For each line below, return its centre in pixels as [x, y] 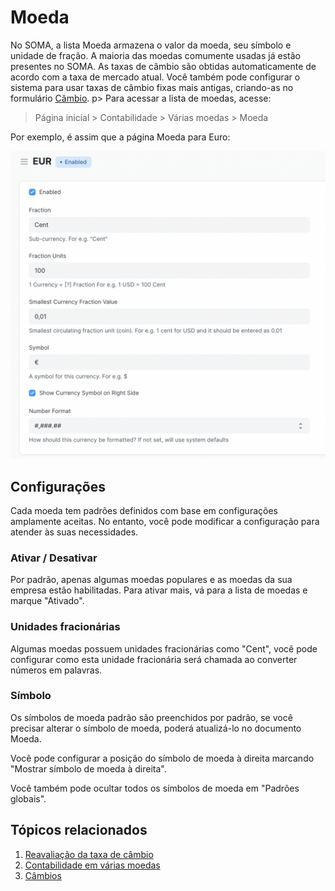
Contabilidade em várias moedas [92, 865]
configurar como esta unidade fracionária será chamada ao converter [154, 659]
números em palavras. [56, 670]
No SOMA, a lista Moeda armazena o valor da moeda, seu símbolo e [151, 45]
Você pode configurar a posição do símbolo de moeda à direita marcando [162, 758]
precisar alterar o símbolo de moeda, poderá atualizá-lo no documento [156, 728]
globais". [28, 798]
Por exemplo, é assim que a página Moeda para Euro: [120, 137]
